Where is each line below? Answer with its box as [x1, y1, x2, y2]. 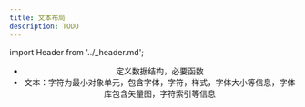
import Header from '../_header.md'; [9, 46, 144, 57]
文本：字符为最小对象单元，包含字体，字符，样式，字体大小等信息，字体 [24, 76, 296, 87]
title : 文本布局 [9, 13, 66, 23]
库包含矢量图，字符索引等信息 [103, 88, 216, 99]
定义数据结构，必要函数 [115, 65, 204, 76]
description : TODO [9, 22, 79, 31]
